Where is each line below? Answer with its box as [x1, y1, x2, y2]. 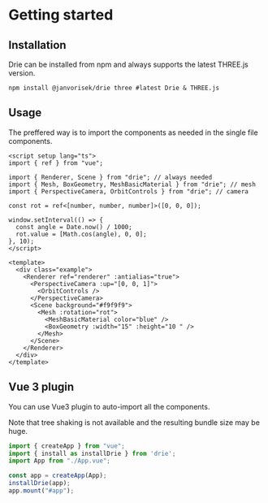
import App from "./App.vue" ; [8, 457, 111, 465]
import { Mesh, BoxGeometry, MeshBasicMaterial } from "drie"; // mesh [8, 180, 256, 189]
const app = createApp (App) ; [8, 471, 107, 480]
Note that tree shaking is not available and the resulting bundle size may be [8, 417, 260, 427]
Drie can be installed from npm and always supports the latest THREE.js [8, 59, 249, 69]
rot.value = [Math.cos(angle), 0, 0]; [15, 230, 148, 238]
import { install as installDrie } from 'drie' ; [8, 449, 176, 457]
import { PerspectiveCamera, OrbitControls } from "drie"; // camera [8, 187, 249, 196]
